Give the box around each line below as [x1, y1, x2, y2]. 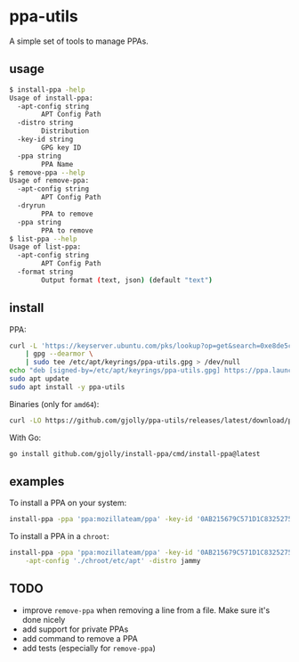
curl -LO [9, 416, 42, 425]
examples [9, 474, 65, 489]
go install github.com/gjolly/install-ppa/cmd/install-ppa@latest [9, 449, 261, 458]
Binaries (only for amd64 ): [9, 398, 100, 409]
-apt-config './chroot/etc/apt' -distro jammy [25, 557, 201, 566]
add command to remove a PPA [21, 633, 138, 643]
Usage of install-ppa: [9, 94, 93, 102]
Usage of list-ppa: [9, 242, 82, 251]
